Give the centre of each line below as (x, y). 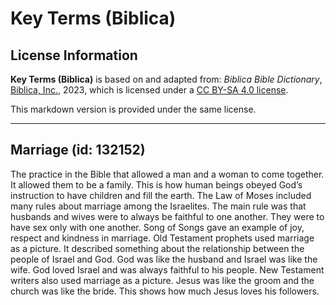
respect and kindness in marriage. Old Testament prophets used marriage (162, 238)
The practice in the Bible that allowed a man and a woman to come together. (167, 174)
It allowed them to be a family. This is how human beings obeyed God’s (156, 184)
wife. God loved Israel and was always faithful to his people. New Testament (167, 269)
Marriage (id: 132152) (78, 150)
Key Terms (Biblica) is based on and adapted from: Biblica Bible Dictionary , (166, 79)
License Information (74, 55)
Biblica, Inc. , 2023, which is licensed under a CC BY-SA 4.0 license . (149, 90)
